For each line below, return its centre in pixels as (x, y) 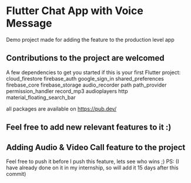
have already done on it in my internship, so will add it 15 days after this (92, 167)
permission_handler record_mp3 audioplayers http (67, 91)
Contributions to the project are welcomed (85, 58)
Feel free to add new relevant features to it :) (89, 127)
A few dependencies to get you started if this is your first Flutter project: (93, 72)
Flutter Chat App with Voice (75, 11)
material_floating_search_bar (41, 97)
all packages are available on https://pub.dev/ (61, 109)
